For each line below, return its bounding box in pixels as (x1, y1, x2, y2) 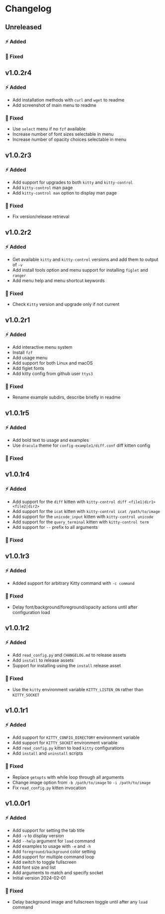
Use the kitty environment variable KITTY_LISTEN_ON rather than (12, 686, 144, 692)
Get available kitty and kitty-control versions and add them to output (12, 257, 159, 263)
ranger (12, 273, 26, 279)
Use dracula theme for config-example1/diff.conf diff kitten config (12, 442, 151, 448)
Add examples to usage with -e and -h (12, 843, 91, 849)
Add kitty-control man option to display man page (12, 190, 117, 196)
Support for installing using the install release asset (12, 663, 121, 669)
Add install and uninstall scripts (12, 750, 83, 756)
